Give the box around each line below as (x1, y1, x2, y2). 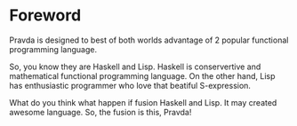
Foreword (9, 5, 82, 26)
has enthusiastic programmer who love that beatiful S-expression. (9, 80, 252, 91)
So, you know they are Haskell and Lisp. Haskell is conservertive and (9, 61, 261, 72)
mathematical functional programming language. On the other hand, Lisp (9, 70, 276, 81)
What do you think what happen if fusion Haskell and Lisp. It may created (9, 97, 277, 107)
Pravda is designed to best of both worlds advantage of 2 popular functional (9, 35, 289, 45)
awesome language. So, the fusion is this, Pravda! (9, 106, 192, 117)
